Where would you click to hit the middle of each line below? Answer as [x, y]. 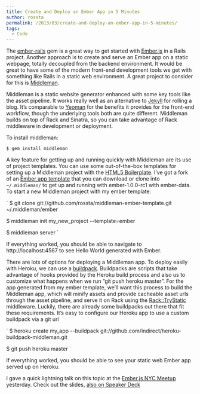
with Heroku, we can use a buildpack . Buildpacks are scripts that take [92, 268]
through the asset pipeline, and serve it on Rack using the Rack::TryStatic [96, 300]
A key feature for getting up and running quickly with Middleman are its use [99, 160]
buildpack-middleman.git [37, 337]
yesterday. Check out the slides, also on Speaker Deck [73, 385]
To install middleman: [32, 138]
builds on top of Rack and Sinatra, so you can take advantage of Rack [92, 120]
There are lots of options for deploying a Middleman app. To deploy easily [97, 262]
